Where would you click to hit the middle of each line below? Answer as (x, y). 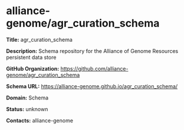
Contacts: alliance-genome (40, 120)
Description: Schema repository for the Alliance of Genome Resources (92, 51)
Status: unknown (27, 109)
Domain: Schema (27, 98)
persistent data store (31, 57)
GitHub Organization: (33, 68)
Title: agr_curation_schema (39, 39)
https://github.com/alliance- (94, 68)
